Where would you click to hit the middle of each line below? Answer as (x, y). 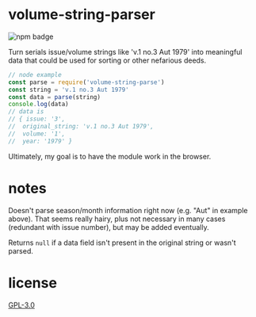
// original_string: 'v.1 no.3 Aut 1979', (81, 127)
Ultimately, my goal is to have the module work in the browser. (110, 156)
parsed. (21, 250)
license (33, 283)
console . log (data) (38, 105)
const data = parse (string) (55, 97)
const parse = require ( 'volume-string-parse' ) (86, 82)
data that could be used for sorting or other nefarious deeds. (107, 60)
